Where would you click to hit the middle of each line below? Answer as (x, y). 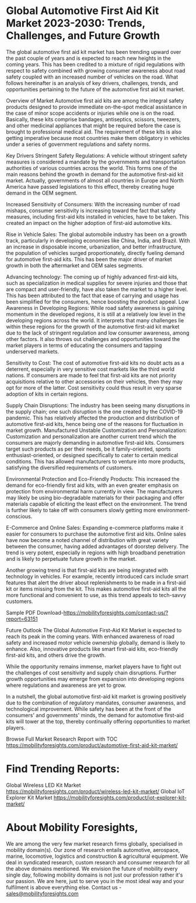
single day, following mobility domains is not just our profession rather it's (94, 875)
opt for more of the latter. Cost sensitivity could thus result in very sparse (94, 387)
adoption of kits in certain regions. (47, 394)
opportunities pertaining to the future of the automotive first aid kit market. (95, 89)
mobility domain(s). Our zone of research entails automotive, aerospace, (93, 850)
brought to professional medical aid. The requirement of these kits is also (94, 132)
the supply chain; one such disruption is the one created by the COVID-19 (94, 411)
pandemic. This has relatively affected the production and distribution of (93, 418)
